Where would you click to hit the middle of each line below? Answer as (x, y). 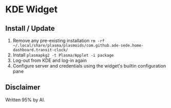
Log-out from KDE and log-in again (50, 60)
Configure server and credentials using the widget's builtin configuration (89, 66)
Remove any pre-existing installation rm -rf (59, 40)
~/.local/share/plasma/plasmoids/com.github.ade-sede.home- (78, 46)
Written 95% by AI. (25, 100)
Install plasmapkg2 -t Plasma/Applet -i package (63, 55)
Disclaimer (23, 87)
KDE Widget (31, 9)
